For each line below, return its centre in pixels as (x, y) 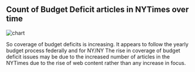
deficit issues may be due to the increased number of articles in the (88, 56)
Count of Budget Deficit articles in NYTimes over (97, 10)
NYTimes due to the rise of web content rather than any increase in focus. (96, 63)
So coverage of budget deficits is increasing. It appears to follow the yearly (97, 44)
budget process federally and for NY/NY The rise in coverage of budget (93, 50)
